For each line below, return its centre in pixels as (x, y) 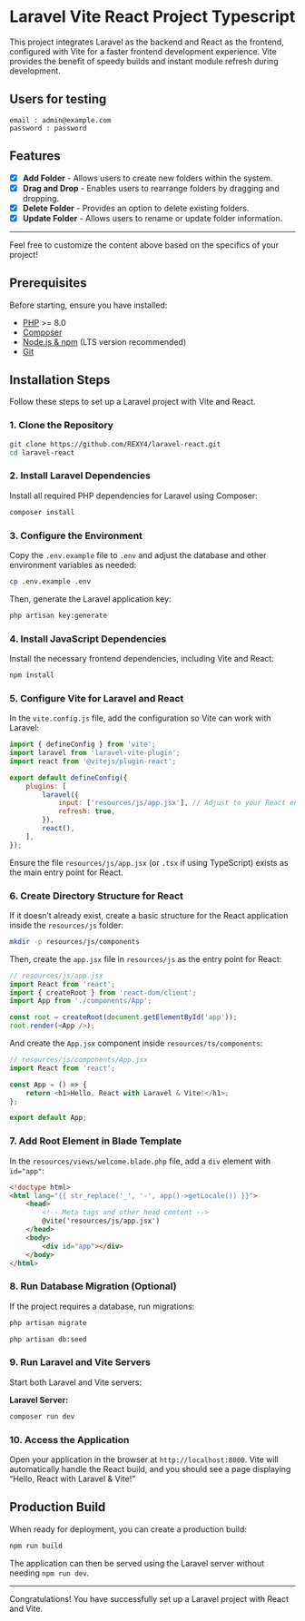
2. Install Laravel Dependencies (80, 476)
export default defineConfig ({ (69, 778)
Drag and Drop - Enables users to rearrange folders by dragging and (151, 188)
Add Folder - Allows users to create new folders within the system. (148, 178)
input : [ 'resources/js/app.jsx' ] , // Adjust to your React (172, 803)
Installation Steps (60, 380)
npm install (32, 675)
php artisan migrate (49, 1322)
